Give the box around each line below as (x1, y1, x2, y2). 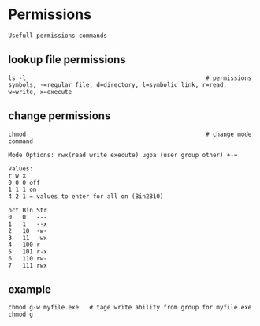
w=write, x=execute (8, 88, 72, 96)
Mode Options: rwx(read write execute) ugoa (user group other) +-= (8, 151, 238, 159)
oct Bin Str (8, 206, 47, 214)
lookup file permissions (8, 53, 126, 66)
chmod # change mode (8, 130, 252, 138)
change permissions (8, 109, 111, 123)
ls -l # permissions (8, 73, 252, 82)
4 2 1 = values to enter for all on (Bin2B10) (8, 192, 164, 200)
